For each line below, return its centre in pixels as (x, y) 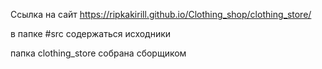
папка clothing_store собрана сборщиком (98, 53)
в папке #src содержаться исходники (91, 33)
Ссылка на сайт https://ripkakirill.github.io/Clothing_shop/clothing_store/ (161, 14)
